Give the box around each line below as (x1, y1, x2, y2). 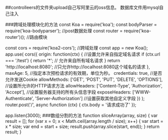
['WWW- (132, 89, 151, 95)
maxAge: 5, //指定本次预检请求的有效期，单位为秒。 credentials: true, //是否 (5, 70, 162, 76)
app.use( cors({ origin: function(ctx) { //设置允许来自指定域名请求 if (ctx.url (5, 51, 160, 57)
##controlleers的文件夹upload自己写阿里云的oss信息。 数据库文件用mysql (5, 5, 159, 10)
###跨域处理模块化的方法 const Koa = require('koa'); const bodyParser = (5, 22, 157, 27)
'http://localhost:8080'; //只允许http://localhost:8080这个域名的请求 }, (5, 64, 150, 70)
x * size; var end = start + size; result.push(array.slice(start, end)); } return (5, 123, 160, 129)
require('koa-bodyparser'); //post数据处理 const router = (5, 28, 123, 34)
